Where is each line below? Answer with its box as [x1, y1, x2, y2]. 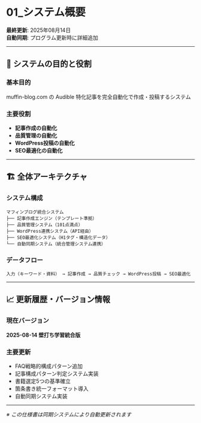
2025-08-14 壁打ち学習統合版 [6, 331, 81, 338]
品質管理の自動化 [14, 131, 57, 139]
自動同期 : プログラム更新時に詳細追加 [6, 34, 99, 41]
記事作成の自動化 [14, 124, 57, 131]
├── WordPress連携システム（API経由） [6, 228, 94, 234]
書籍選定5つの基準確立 [14, 377, 71, 385]
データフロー [6, 256, 44, 264]
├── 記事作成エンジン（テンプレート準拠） [6, 215, 98, 221]
